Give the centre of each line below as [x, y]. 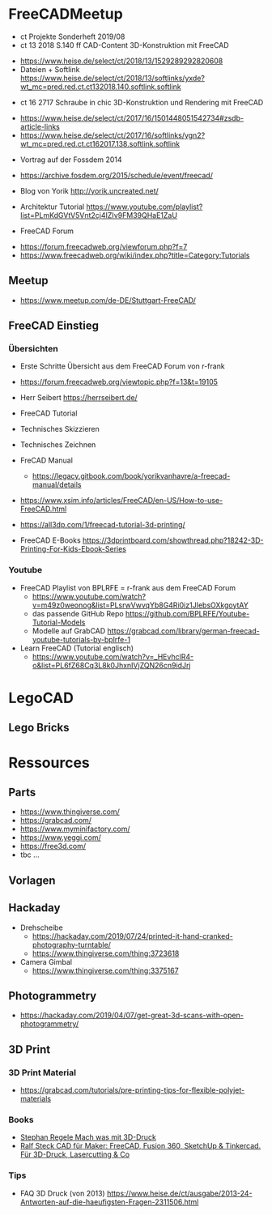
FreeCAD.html [43, 509]
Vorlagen [32, 880]
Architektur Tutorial [52, 207]
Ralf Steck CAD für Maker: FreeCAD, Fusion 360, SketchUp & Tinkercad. [140, 1146]
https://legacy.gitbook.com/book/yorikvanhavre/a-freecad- [131, 476]
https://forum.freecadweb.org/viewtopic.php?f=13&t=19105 [119, 382]
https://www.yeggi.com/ [60, 838]
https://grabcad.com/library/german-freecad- [184, 631]
